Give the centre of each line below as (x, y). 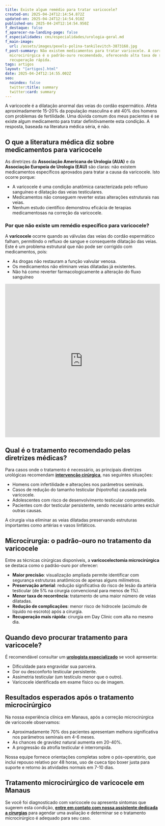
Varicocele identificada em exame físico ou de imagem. (68, 682)
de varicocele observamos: (33, 722)
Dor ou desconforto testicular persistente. (55, 671)
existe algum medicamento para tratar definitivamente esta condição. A (77, 121)
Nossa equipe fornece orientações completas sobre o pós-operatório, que (81, 757)
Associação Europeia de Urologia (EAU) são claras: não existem (71, 167)
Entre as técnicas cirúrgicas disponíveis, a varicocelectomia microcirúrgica (82, 560)
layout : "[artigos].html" (31, 69)
